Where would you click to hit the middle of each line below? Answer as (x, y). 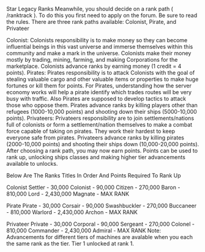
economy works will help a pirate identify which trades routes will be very (99, 92)
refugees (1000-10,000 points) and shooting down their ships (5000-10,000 (102, 112)
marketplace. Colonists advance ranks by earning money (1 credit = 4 (94, 66)
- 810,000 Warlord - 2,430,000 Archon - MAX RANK (72, 212)
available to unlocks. (32, 164)
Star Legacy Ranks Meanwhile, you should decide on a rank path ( (90, 9)
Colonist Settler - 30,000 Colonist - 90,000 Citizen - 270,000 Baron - (93, 187)
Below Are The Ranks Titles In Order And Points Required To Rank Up (94, 176)
